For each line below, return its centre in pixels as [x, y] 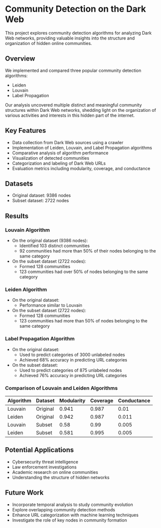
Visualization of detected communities [50, 158]
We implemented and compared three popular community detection [73, 70]
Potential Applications [40, 450]
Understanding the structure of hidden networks [61, 477]
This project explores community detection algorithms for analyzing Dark [79, 33]
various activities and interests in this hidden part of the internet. [70, 115]
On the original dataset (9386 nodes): [50, 241]
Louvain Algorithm [28, 230]
